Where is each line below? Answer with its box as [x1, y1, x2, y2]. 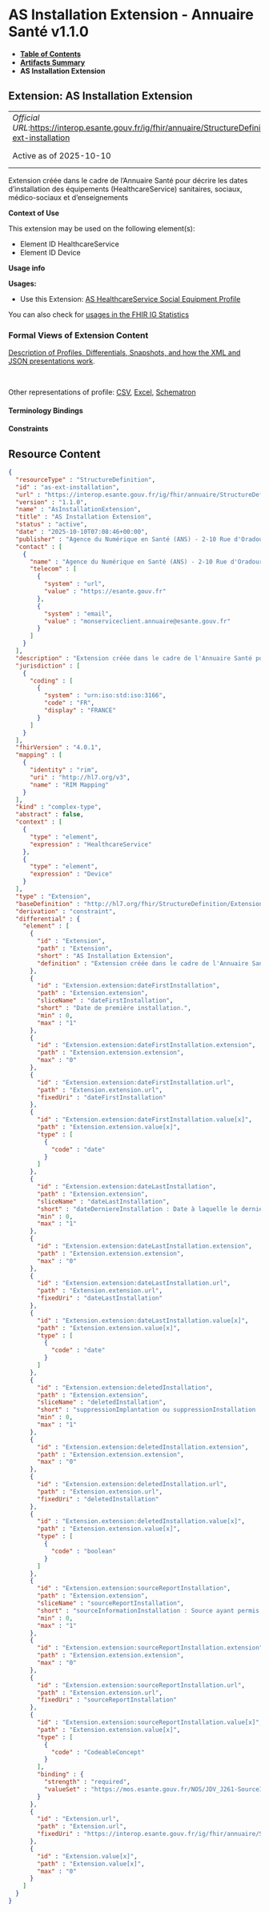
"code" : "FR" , [43, 699, 94, 707]
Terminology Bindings [8, 406, 84, 415]
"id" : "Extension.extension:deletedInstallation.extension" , [37, 1443, 249, 1451]
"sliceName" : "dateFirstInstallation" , [37, 996, 174, 1005]
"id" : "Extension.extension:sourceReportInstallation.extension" [37, 1644, 263, 1652]
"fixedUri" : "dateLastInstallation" [37, 1294, 163, 1302]
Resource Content [8, 447, 101, 461]
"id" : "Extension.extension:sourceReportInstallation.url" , [37, 1681, 246, 1690]
